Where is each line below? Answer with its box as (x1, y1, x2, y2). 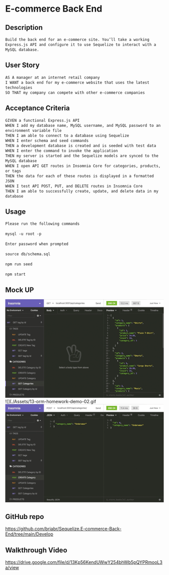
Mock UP (5, 285, 34, 294)
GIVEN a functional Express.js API (5, 118, 80, 123)
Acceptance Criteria (5, 104, 70, 113)
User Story (5, 61, 40, 70)
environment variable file (5, 128, 62, 133)
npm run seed (5, 262, 33, 267)
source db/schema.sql (5, 252, 51, 257)
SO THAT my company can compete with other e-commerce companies (5, 90, 145, 95)
